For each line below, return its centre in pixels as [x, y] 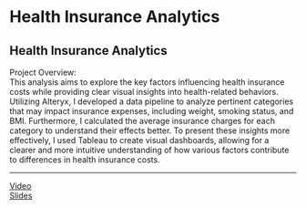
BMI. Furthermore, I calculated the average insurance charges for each [143, 121]
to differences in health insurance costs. [85, 160]
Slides [21, 195]
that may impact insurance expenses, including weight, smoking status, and [152, 111]
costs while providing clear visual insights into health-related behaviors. [144, 92]
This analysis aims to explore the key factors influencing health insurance [147, 82]
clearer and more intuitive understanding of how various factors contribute [149, 150]
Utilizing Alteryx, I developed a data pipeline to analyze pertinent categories [152, 101]
